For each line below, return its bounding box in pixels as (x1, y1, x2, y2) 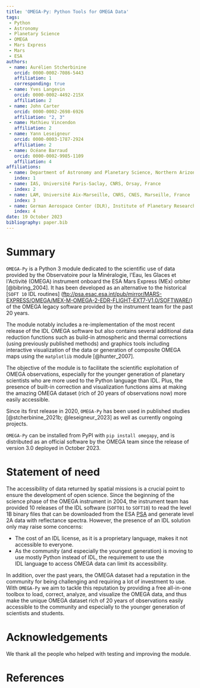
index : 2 (14, 186, 36, 192)
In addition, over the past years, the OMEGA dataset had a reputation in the (6, 571, 190, 579)
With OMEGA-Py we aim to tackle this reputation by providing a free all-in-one (6, 584, 192, 591)
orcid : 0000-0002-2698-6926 (14, 109, 84, 115)
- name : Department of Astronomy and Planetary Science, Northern (8, 169, 177, 176)
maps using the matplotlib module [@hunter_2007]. (6, 353, 135, 360)
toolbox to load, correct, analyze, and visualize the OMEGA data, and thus (6, 590, 187, 597)
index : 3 (14, 198, 36, 203)
